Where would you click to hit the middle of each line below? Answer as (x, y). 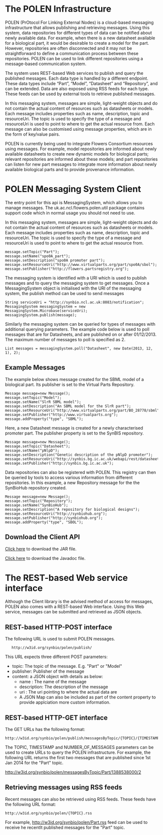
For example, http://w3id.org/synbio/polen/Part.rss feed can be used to (76, 822)
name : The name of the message (53, 682)
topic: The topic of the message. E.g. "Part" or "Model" (67, 666)
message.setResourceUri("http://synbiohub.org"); (56, 514)
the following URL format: (31, 804)
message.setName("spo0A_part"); (38, 256)
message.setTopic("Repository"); (39, 501)
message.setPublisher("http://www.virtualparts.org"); (62, 415)
